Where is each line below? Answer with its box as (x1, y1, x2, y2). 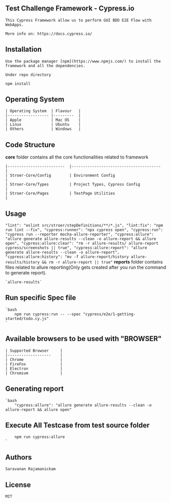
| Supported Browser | (5, 348, 63, 353)
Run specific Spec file (5, 293, 77, 302)
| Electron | (5, 366, 63, 371)
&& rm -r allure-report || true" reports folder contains (41, 259, 163, 265)
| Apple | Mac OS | (5, 117, 81, 123)
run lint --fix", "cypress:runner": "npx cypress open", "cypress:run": (5, 228, 163, 233)
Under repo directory (5, 72, 52, 77)
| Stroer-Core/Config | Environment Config (5, 173, 115, 178)
